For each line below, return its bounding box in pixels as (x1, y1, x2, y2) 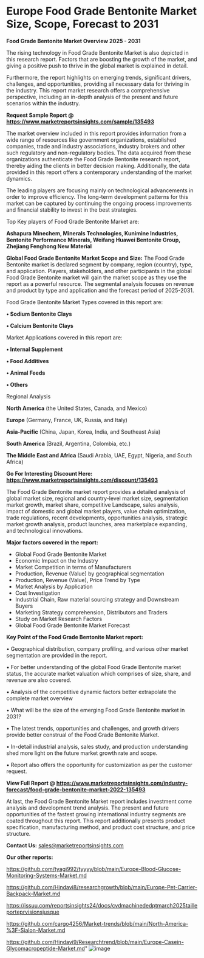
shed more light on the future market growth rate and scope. (6, 749, 158, 757)
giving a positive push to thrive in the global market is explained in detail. (6, 62, 188, 69)
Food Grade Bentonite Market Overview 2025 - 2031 (6, 37, 141, 44)
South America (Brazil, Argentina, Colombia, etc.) (6, 440, 131, 447)
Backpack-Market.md (6, 890, 61, 897)
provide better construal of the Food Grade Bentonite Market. (6, 731, 160, 738)
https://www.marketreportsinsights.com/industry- (56, 779, 188, 786)
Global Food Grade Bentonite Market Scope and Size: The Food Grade (6, 254, 185, 262)
